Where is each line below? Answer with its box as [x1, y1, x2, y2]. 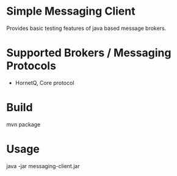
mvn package [6, 120, 41, 128]
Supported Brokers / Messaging [6, 46, 172, 60]
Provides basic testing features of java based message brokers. [6, 24, 167, 32]
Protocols [6, 59, 57, 73]
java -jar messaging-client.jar [6, 162, 81, 169]
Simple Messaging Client [6, 4, 135, 18]
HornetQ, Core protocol [15, 79, 74, 86]
